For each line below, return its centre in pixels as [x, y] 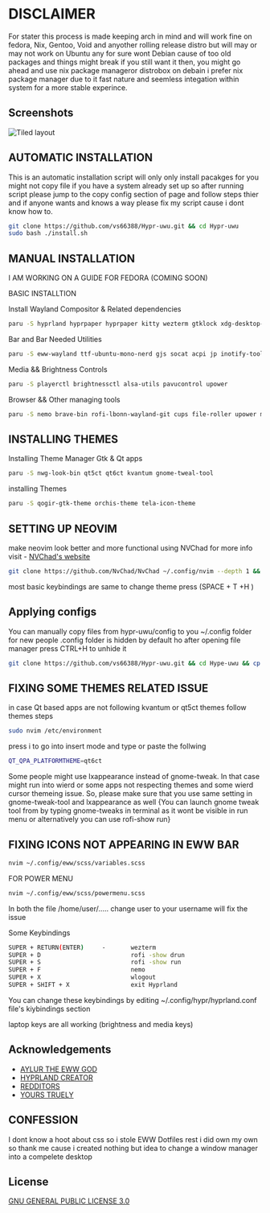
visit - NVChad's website [49, 557]
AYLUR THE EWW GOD [59, 1069]
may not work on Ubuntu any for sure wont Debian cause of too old [120, 53]
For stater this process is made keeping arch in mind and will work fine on [131, 36]
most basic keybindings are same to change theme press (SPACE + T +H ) [131, 586]
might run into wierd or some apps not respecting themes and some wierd [131, 785]
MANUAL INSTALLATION [72, 258]
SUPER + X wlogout [82, 978]
